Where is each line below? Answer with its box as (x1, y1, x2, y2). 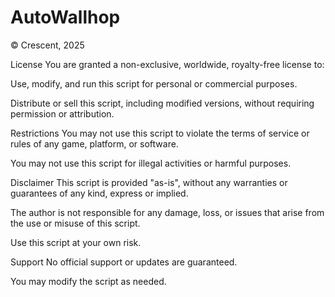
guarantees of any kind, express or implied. (10, 187, 189, 199)
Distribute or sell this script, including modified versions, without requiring (10, 97, 315, 109)
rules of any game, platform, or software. (10, 137, 179, 150)
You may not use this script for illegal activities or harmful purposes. (10, 157, 292, 169)
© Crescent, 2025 (10, 39, 85, 51)
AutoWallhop (10, 6, 121, 29)
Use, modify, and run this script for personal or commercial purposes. (10, 77, 298, 90)
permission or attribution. (10, 107, 115, 120)
